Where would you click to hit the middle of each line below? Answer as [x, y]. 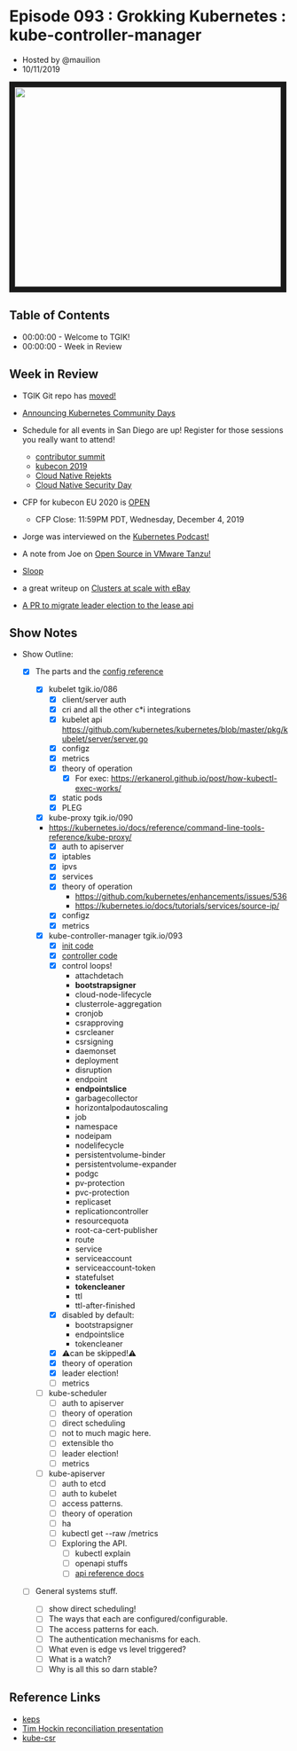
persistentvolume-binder [120, 1154]
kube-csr [39, 1738]
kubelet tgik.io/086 [83, 689]
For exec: [92, 778]
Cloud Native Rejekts [74, 475]
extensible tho [87, 1443]
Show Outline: [47, 655]
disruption [94, 1070]
